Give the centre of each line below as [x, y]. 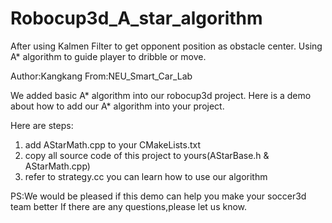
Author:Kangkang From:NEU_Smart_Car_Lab [101, 76]
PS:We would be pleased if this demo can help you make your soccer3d [158, 196]
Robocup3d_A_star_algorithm [136, 18]
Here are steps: [42, 125]
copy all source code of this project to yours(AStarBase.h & [147, 155]
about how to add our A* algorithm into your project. [117, 106]
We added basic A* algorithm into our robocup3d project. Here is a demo [161, 95]
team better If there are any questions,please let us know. [129, 206]
